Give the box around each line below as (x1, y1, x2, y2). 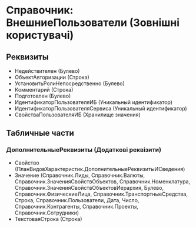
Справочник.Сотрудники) (14, 209, 79, 216)
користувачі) (6, 29, 74, 42)
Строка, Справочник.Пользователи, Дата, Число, (14, 196, 139, 203)
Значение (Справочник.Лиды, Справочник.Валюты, (14, 172, 145, 179)
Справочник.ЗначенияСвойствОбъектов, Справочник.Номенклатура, (14, 177, 191, 185)
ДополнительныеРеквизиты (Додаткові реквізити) (6, 146, 162, 154)
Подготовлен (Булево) (14, 92, 71, 99)
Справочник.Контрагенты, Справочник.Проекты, (14, 203, 138, 210)
